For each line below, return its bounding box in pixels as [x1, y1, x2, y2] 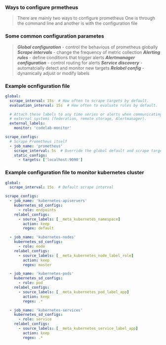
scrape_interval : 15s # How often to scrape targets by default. [9, 98, 149, 103]
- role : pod [18, 280, 43, 285]
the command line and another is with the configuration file [17, 20, 138, 26]
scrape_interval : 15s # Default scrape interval [9, 185, 114, 190]
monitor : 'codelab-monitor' [14, 125, 72, 131]
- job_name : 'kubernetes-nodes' [9, 235, 77, 240]
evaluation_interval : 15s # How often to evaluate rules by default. [9, 103, 158, 108]
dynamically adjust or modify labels [17, 70, 90, 76]
